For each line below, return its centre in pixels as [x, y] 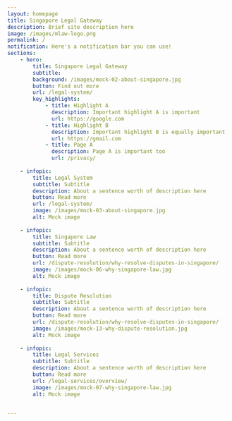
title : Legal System [63, 178]
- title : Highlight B [77, 125]
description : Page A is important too [109, 152]
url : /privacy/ [74, 158]
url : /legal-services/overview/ [80, 381]
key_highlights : [56, 99]
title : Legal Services [66, 355]
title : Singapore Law [65, 237]
